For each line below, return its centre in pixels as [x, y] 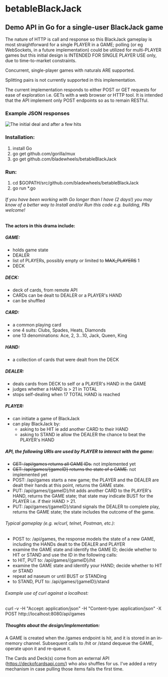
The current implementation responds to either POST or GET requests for [81, 90]
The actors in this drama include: [40, 226]
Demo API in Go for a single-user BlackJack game [84, 27]
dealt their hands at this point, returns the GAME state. [69, 485]
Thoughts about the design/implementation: [53, 625]
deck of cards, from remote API [45, 290]
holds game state [30, 250]
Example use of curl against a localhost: [47, 593]
